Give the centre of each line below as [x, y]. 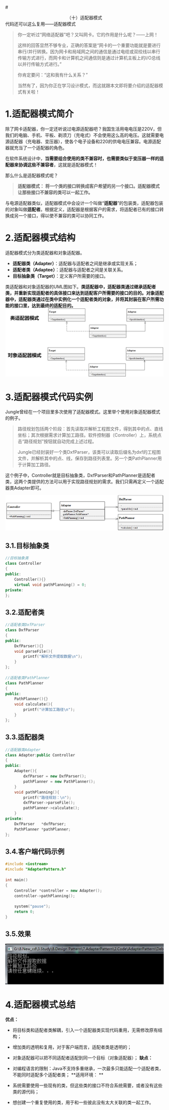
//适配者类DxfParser [25, 625]
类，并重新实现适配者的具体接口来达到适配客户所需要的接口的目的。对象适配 [84, 293]
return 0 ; [25, 912]
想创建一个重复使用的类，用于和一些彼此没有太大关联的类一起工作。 [83, 1102]
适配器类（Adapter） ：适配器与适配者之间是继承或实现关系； [75, 263]
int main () [17, 880]
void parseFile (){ [33, 651]
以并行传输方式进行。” [39, 64]
